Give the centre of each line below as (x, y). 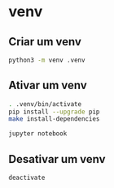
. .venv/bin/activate (45, 104)
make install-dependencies (54, 119)
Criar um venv (45, 42)
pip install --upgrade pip (54, 112)
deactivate (27, 177)
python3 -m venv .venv (47, 60)
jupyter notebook (38, 134)
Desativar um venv (57, 159)
